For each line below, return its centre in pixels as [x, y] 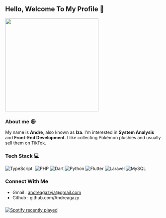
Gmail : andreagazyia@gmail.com [46, 192]
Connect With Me [27, 181]
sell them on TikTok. [26, 143]
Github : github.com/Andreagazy [46, 197]
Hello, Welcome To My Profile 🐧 [55, 9]
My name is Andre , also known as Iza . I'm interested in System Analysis [80, 132]
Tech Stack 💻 [22, 156]
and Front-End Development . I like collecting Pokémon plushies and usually [83, 138]
